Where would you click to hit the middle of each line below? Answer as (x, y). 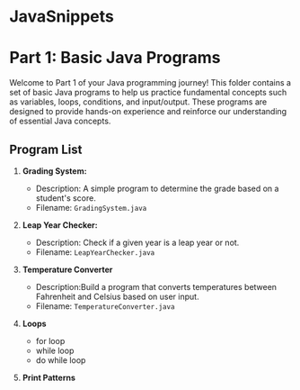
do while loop (61, 360)
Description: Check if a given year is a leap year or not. (137, 242)
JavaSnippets (62, 17)
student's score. (66, 198)
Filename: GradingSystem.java (91, 207)
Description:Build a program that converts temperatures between (156, 286)
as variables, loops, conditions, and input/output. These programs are (138, 102)
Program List (46, 149)
